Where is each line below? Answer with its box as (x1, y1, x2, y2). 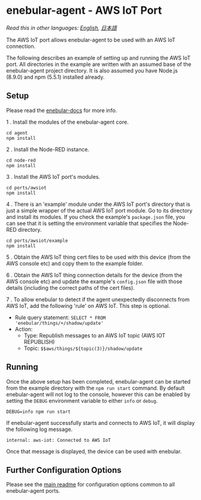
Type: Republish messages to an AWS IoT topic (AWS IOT (23, 331, 166, 339)
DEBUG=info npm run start (6, 409, 71, 415)
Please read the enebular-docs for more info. (6, 106, 117, 114)
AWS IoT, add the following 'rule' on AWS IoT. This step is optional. (6, 302, 170, 309)
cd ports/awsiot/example (6, 238, 68, 244)
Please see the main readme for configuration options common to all (6, 481, 175, 488)
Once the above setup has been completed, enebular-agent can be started (6, 378, 191, 385)
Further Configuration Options (6, 465, 121, 475)
